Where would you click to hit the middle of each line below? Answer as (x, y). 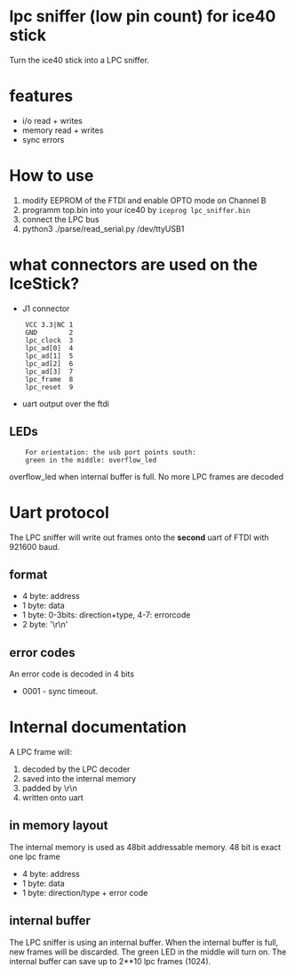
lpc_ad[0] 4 (49, 348)
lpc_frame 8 (49, 379)
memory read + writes (63, 130)
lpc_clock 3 (49, 340)
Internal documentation (98, 727)
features (41, 96)
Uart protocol (59, 512)
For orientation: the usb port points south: (111, 452)
